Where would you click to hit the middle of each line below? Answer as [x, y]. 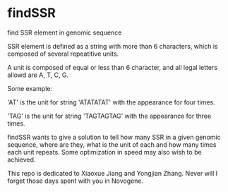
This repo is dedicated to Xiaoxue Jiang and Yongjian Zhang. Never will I [113, 173]
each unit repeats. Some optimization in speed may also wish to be [105, 152]
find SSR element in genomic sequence [65, 32]
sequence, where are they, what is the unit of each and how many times [112, 144]
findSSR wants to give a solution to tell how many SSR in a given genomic [114, 137]
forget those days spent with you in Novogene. [75, 181]
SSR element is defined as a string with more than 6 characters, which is [113, 46]
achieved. [22, 160]
